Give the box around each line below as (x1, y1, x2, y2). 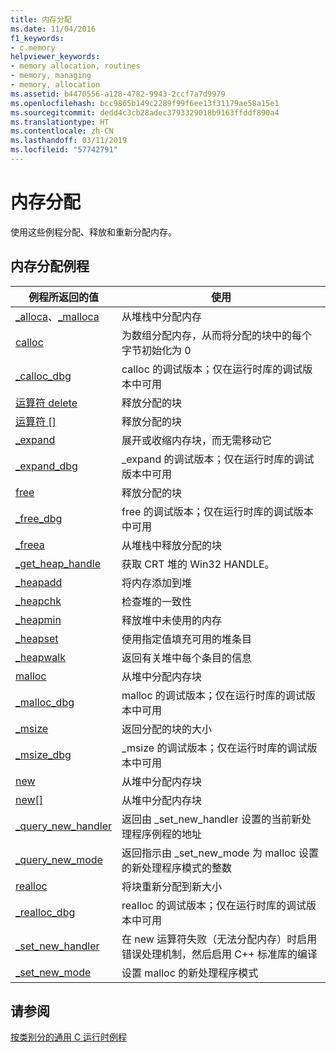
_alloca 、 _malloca (15, 309, 100, 323)
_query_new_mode (15, 852, 103, 866)
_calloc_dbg (15, 369, 72, 383)
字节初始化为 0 (121, 343, 192, 357)
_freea (15, 537, 45, 551)
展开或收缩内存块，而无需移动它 (121, 433, 273, 447)
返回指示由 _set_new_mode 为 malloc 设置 (121, 846, 320, 860)
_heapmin (15, 612, 62, 626)
